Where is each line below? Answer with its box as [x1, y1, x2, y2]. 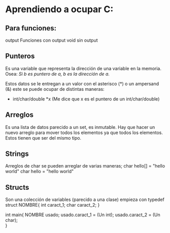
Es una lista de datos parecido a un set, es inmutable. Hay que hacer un [5, 124, 155, 130]
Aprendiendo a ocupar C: [5, 4, 114, 15]
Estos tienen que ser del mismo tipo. [5, 135, 82, 141]
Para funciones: [5, 24, 57, 32]
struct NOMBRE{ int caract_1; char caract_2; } [5, 202, 100, 208]
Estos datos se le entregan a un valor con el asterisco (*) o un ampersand [5, 80, 159, 87]
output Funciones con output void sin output [5, 37, 98, 43]
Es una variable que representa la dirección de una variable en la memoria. [5, 65, 161, 72]
